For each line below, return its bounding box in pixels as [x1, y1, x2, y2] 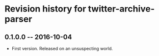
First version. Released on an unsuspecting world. [11, 46, 113, 51]
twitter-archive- [88, 3, 155, 14]
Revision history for [4, 3, 86, 14]
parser [4, 14, 32, 25]
